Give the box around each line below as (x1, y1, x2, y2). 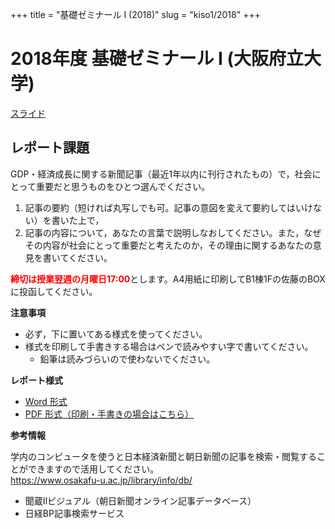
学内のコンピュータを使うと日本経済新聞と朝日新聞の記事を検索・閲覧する (10, 450, 317, 462)
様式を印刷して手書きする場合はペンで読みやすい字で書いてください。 (24, 340, 314, 352)
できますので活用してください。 (27, 463, 160, 475)
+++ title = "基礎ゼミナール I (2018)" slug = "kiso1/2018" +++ (10, 9, 261, 20)
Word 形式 (24, 395, 68, 407)
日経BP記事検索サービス (24, 507, 125, 519)
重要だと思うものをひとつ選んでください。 (35, 180, 211, 192)
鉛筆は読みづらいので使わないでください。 (39, 353, 216, 365)
